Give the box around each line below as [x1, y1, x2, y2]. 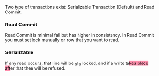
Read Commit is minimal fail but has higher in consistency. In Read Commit [5, 32, 154, 38]
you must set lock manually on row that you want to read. [5, 37, 120, 43]
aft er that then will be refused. [5, 65, 65, 71]
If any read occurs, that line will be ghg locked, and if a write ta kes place [5, 60, 149, 66]
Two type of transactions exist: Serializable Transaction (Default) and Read [5, 4, 155, 10]
